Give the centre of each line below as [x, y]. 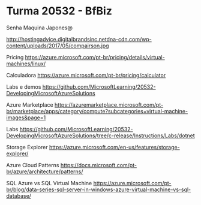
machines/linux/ [26, 64]
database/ [19, 195]
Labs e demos [24, 87]
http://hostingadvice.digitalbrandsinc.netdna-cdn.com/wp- [79, 39]
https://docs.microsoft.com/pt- [98, 165]
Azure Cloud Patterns [33, 165]
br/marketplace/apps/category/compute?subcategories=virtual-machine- [97, 111]
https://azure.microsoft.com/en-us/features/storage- [114, 147]
